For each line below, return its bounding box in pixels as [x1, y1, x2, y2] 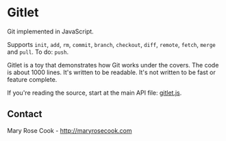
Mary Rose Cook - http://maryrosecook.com [7, 126, 132, 134]
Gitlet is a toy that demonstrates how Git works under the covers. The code [7, 61, 219, 69]
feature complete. [7, 75, 58, 83]
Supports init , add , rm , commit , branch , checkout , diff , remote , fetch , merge [7, 40, 216, 48]
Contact [7, 108, 42, 120]
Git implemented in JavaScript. [7, 27, 94, 35]
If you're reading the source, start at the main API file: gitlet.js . [7, 89, 182, 97]
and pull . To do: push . [7, 48, 69, 56]
